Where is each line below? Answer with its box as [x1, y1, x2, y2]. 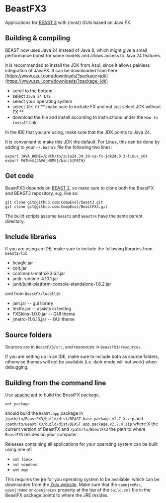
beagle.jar [12, 260, 33, 266]
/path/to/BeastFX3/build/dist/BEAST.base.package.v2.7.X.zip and [5, 416, 143, 421]
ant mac [12, 468, 28, 473]
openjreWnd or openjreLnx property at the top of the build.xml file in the [5, 487, 151, 493]
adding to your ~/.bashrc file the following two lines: [5, 144, 112, 150]
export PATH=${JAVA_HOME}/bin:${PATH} [5, 158, 85, 163]
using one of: [5, 447, 32, 452]
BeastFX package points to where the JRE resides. [5, 492, 109, 498]
